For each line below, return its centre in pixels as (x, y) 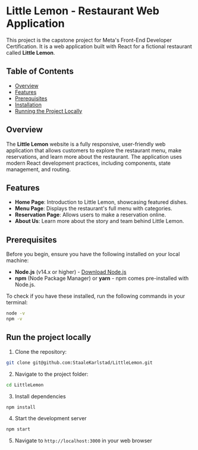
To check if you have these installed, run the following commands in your (96, 296)
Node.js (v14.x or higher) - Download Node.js (70, 272)
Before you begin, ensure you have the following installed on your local (93, 254)
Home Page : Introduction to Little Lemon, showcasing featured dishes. (101, 202)
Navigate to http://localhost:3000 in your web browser (84, 440)
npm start (18, 429)
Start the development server (51, 418)
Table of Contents (40, 72)
